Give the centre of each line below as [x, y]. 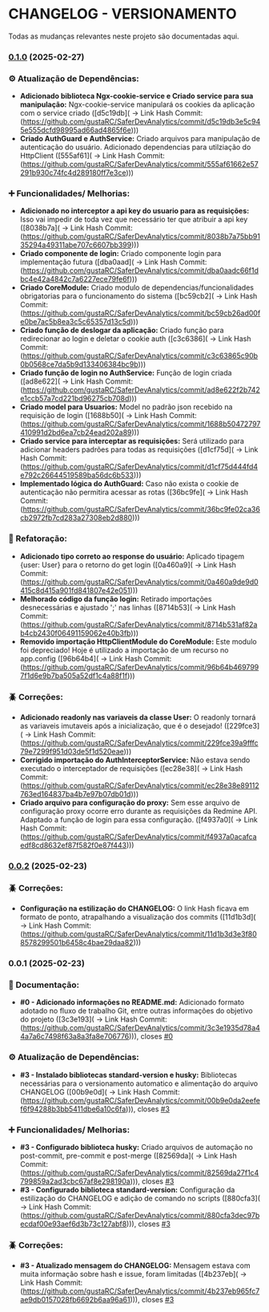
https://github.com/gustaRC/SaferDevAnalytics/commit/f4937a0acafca [140, 837]
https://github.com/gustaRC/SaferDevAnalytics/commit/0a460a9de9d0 [141, 582]
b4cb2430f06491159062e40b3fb [75, 633]
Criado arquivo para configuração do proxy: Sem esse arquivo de [130, 802]
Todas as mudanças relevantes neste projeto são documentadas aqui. [124, 36]
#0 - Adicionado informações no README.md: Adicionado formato [132, 1002]
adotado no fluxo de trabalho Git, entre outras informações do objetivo [137, 1011]
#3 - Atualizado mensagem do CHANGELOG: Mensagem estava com [135, 1265]
